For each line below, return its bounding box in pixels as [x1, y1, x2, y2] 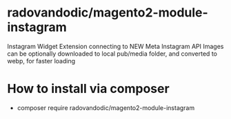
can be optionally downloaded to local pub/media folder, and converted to [7, 50, 217, 58]
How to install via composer [7, 81, 170, 97]
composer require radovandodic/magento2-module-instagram [17, 103, 195, 111]
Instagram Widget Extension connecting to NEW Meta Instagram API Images [7, 42, 224, 50]
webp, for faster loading [7, 56, 76, 65]
